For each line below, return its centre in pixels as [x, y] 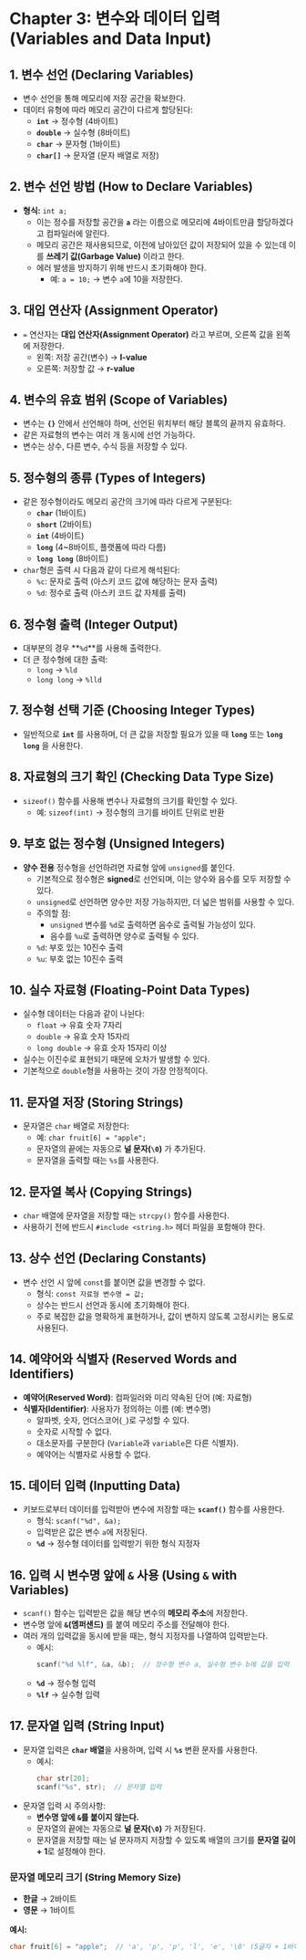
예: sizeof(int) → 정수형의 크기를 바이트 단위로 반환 [130, 812]
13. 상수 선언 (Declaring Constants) [108, 1259]
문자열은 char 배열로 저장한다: [76, 1126]
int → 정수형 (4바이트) [77, 121]
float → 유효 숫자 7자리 [79, 1025]
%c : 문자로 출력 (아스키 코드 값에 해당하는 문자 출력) [127, 581]
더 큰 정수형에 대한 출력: [65, 660]
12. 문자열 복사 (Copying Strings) [101, 1192]
